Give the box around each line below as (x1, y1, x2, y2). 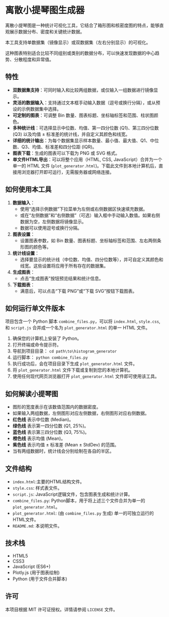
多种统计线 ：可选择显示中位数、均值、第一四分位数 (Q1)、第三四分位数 (12, 125, 159, 131)
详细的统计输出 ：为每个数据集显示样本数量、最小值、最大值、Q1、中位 (12, 137, 159, 143)
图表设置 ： (12, 231, 35, 237)
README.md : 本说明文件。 (12, 523, 62, 529)
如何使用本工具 (5, 185, 52, 194)
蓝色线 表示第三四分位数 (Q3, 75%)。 (12, 429, 90, 435)
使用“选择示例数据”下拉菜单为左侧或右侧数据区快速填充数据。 (20, 205, 147, 212)
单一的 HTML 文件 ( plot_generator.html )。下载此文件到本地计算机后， (12, 163, 159, 169)
